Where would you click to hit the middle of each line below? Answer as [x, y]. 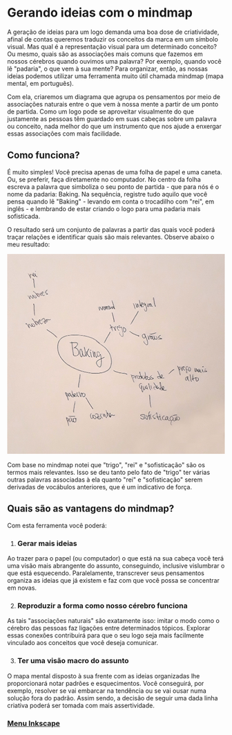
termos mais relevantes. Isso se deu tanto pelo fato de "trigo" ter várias [109, 472]
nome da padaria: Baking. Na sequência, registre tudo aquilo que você [107, 194]
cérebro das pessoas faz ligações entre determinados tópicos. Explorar [109, 628]
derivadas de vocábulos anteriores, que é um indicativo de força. [100, 487]
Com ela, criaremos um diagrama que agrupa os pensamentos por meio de [114, 97]
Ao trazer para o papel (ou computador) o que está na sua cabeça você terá [116, 559]
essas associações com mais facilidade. [64, 134]
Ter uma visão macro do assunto [73, 661]
